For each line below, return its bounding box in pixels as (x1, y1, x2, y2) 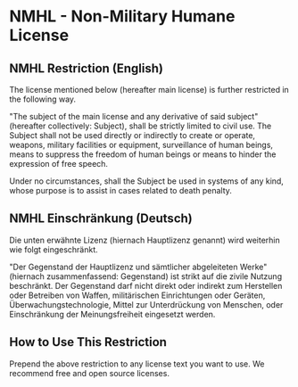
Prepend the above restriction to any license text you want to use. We (9, 358, 265, 369)
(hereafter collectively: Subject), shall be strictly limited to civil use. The (9, 120, 272, 131)
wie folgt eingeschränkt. (9, 243, 98, 255)
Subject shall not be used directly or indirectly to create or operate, (9, 130, 256, 140)
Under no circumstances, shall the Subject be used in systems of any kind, (9, 176, 284, 186)
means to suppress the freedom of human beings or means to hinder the (9, 149, 277, 160)
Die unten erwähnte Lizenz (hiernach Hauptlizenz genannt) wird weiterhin (9, 235, 280, 245)
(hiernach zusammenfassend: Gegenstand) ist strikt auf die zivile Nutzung (9, 270, 283, 282)
